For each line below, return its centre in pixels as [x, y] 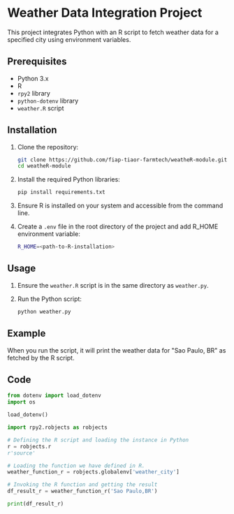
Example [27, 333]
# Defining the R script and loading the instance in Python [98, 440]
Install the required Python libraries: [68, 179]
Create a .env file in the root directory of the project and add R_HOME [118, 227]
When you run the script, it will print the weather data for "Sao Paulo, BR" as [117, 350]
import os [22, 402]
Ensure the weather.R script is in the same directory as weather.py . [113, 285]
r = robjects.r [29, 446]
